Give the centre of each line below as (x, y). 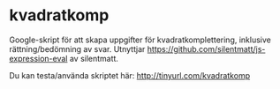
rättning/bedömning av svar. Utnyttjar (77, 48)
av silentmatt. (94, 58)
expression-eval (38, 58)
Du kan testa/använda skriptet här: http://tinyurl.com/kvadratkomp (129, 75)
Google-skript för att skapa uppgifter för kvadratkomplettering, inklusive (140, 40)
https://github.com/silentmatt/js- (206, 48)
